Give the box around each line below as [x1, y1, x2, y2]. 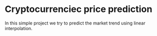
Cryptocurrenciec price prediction [5, 3, 153, 15]
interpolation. [5, 25, 33, 31]
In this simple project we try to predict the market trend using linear [5, 20, 146, 26]
